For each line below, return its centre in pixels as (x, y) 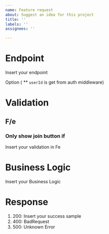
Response (27, 202)
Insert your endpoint (27, 73)
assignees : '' (20, 29)
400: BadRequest (31, 221)
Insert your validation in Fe (33, 147)
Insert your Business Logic (33, 181)
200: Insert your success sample (47, 216)
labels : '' (17, 24)
